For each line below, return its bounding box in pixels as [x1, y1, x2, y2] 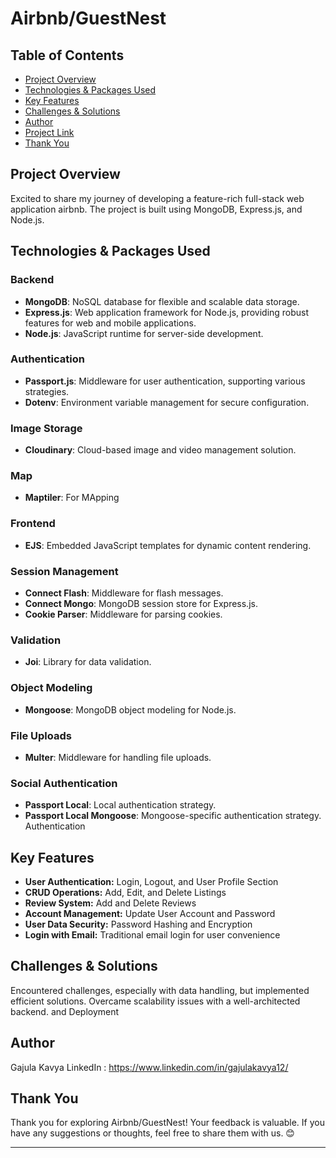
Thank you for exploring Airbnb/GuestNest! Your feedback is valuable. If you [10, 1117, 325, 1129]
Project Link [24, 127, 75, 138]
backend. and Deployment [10, 1005, 120, 1017]
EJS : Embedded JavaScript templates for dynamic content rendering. [24, 539, 312, 551]
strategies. [24, 385, 70, 397]
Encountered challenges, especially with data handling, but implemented [10, 984, 310, 996]
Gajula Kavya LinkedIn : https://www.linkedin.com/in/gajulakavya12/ [10, 1061, 289, 1073]
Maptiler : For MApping [24, 492, 120, 504]
